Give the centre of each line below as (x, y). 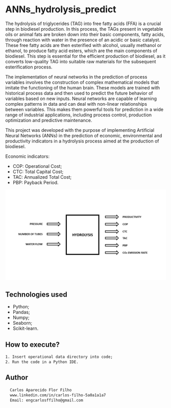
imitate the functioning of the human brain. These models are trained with (83, 87)
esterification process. (29, 67)
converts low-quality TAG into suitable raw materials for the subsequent (81, 61)
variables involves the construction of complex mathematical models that (82, 82)
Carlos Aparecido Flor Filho (41, 390)
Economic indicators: (28, 156)
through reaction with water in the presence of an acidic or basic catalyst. (83, 40)
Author (17, 378)
